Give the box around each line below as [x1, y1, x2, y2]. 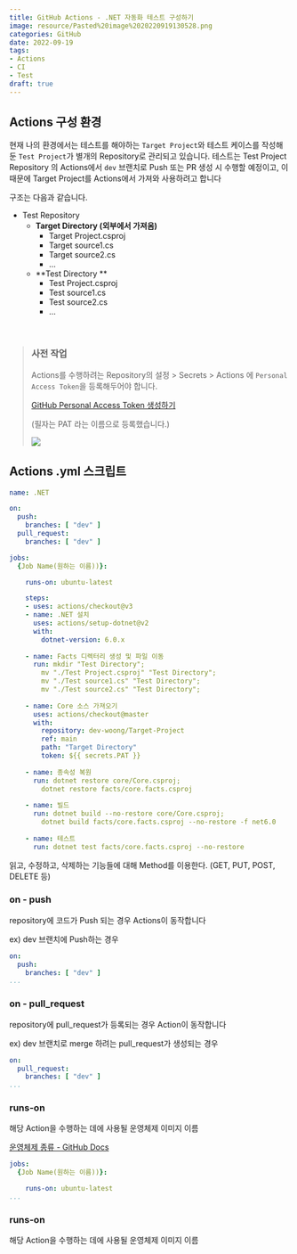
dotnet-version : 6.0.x [41, 635, 125, 644]
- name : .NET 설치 [25, 611, 90, 619]
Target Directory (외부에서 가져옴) [35, 220, 158, 232]
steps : [25, 594, 50, 602]
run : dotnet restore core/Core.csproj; [32, 776, 181, 785]
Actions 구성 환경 [9, 115, 102, 130]
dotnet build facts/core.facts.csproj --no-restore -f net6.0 [41, 817, 277, 827]
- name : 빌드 [25, 801, 69, 810]
